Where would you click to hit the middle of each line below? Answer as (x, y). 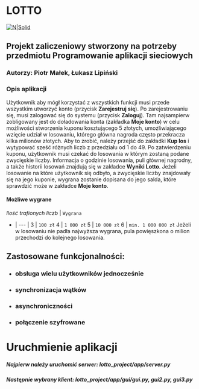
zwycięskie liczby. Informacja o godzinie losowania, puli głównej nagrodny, (99, 160)
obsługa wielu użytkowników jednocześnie (79, 274)
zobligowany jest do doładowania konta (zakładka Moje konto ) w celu (93, 121)
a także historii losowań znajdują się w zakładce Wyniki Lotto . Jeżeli (91, 166)
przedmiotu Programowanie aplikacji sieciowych (99, 56)
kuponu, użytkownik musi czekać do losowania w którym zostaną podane (98, 153)
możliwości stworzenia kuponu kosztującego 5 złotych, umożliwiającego (96, 128)
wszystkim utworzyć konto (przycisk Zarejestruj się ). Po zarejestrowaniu (97, 109)
